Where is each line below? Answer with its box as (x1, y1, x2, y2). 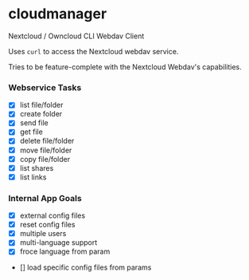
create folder (19, 109, 63, 119)
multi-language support (19, 238, 98, 247)
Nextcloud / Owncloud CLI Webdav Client (8, 31, 145, 41)
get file (19, 127, 44, 136)
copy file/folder (19, 154, 71, 164)
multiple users (19, 229, 67, 239)
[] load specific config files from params (19, 262, 152, 272)
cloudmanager (8, 5, 107, 23)
